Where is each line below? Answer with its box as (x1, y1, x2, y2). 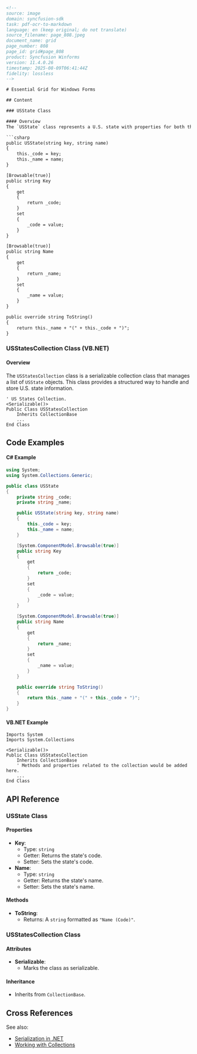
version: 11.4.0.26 (6, 59, 54, 65)
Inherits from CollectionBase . (14, 991, 86, 998)
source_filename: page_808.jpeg (6, 32, 85, 38)
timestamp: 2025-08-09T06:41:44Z (6, 65, 88, 71)
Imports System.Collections (6, 737, 75, 743)
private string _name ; (16, 499, 72, 505)
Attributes (6, 945, 32, 952)
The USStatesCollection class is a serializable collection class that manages (6, 372, 190, 379)
